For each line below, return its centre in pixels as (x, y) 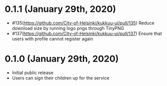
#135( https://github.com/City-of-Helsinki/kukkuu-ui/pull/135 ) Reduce (83, 23)
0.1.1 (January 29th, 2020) (60, 9)
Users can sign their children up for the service (61, 78)
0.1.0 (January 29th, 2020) (62, 59)
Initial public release (33, 73)
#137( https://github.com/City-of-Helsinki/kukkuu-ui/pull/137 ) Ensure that (87, 33)
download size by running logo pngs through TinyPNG (68, 28)
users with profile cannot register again (52, 39)
